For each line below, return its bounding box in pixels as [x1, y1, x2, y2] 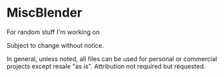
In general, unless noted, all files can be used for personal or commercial [6, 54, 218, 63]
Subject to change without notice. [6, 41, 105, 49]
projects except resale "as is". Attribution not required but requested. [6, 62, 206, 70]
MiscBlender [6, 5, 82, 21]
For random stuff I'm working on [6, 28, 100, 36]
